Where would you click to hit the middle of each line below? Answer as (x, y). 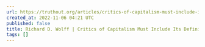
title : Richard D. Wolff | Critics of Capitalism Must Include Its (94, 29)
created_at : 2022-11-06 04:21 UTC (50, 18)
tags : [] (17, 35)
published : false (28, 23)
